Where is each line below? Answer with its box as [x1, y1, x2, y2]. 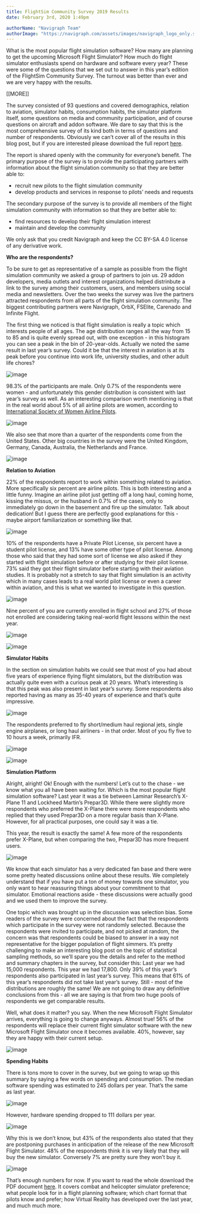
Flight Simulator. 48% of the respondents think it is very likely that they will [6, 1147, 189, 1154]
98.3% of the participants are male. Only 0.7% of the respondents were [6, 383, 182, 390]
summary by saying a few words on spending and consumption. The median [6, 1075, 194, 1083]
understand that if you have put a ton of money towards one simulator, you [6, 878, 189, 886]
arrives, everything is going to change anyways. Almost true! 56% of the [6, 1016, 184, 1023]
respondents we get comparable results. [6, 998, 105, 1005]
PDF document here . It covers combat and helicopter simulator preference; [6, 1183, 190, 1190]
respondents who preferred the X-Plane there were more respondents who [6, 806, 190, 813]
